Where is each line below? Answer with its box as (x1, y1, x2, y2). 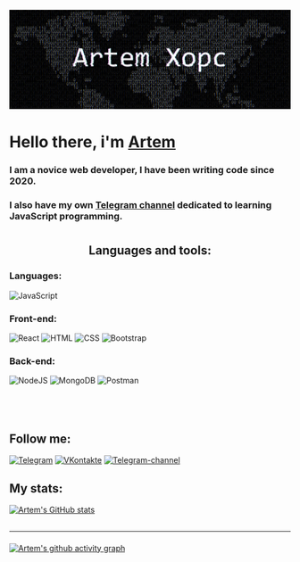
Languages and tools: (88, 243, 212, 259)
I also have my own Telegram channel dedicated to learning (9, 199, 272, 211)
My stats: (9, 481, 63, 496)
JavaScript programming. (9, 211, 123, 223)
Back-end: (9, 354, 55, 367)
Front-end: (9, 312, 57, 325)
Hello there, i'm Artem (9, 132, 176, 153)
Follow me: (9, 432, 71, 447)
